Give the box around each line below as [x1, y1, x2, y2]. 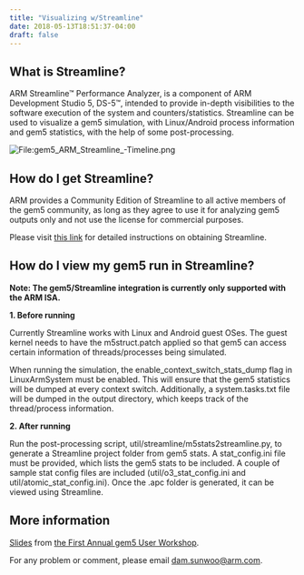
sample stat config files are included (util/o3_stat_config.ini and [9, 467, 247, 478]
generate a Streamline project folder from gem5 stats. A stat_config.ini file [9, 448, 286, 459]
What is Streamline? [9, 64, 126, 79]
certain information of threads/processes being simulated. [9, 347, 227, 358]
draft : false [9, 30, 59, 39]
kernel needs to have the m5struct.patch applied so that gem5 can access [9, 337, 288, 348]
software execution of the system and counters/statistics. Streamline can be [9, 107, 295, 118]
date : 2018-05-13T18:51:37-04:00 [9, 22, 136, 31]
